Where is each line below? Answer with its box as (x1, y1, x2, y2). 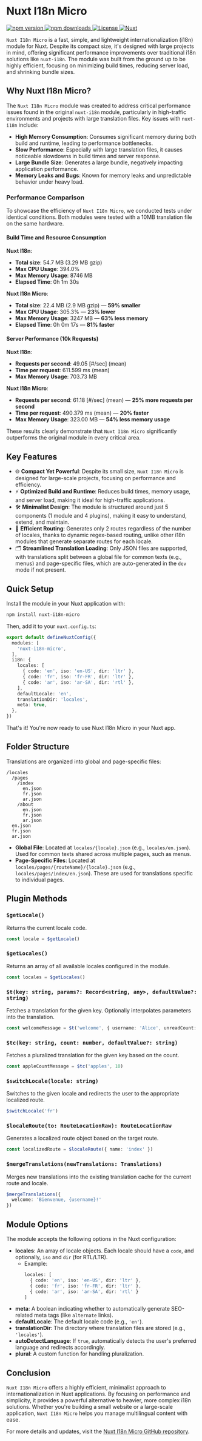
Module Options (6, 1219, 69, 1229)
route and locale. (6, 1179, 49, 1186)
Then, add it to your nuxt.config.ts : (6, 623, 97, 630)
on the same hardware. (6, 220, 64, 227)
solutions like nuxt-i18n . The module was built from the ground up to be (6, 55, 186, 62)
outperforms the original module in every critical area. (6, 434, 141, 441)
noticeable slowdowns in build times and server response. (15, 152, 161, 159)
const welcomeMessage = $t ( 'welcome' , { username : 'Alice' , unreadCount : (6, 1025, 197, 1031)
